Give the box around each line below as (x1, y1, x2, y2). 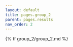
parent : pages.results (5, 17, 53, 22)
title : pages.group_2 (5, 12, 51, 17)
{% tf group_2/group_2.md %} (5, 36, 68, 42)
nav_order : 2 (5, 21, 33, 27)
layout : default (5, 7, 40, 13)
